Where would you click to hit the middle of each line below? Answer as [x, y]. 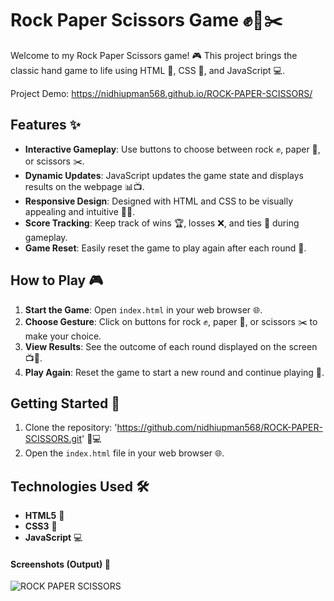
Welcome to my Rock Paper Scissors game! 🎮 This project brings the [154, 55]
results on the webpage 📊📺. [84, 186]
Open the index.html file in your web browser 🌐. [124, 453]
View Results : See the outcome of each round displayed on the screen [171, 346]
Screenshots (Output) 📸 [60, 564]
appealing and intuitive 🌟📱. [80, 211]
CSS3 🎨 [41, 526]
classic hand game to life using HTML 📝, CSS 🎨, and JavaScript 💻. [147, 70]
